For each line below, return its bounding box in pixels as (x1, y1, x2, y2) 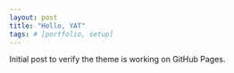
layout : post (9, 12, 58, 22)
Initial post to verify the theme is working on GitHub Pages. (9, 54, 226, 65)
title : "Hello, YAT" (9, 21, 87, 30)
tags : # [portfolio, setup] (9, 29, 114, 38)
